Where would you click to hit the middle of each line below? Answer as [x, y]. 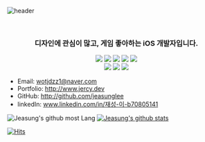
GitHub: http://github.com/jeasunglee [70, 96]
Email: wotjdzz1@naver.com [57, 81]
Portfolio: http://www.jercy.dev [61, 89]
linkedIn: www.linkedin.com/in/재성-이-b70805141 [88, 105]
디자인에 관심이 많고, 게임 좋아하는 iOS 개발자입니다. [116, 43]
